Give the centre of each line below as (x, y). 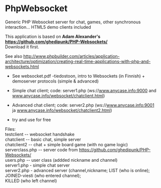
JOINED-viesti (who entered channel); (43, 175)
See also (14, 56)
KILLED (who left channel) (31, 181)
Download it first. (22, 47)
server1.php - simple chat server (38, 165)
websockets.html (22, 67)
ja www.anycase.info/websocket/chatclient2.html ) (62, 110)
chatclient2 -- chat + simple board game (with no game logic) (66, 144)
